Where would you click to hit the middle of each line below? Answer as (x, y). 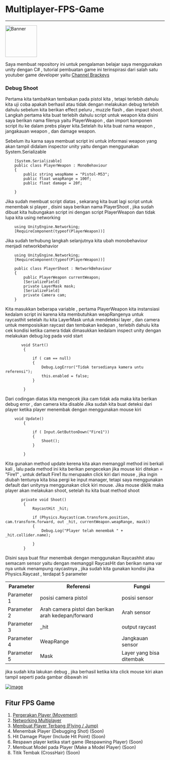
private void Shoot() (44, 500)
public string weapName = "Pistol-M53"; (67, 175)
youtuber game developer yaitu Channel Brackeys (57, 75)
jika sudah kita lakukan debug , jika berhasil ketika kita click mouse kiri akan (84, 672)
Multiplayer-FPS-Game (55, 9)
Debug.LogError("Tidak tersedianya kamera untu (92, 367)
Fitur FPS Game (30, 703)
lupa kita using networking (33, 218)
